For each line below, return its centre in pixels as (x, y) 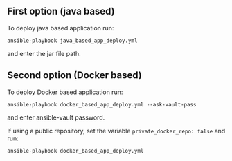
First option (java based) (61, 11)
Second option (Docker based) (74, 75)
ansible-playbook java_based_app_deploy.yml (72, 41)
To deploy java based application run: (61, 28)
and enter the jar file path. (44, 53)
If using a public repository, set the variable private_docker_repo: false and (116, 131)
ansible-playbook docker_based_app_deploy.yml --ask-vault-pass (102, 104)
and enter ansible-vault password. (56, 117)
